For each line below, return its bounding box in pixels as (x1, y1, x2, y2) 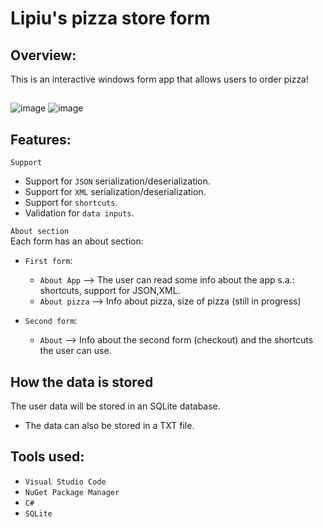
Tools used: (10, 448, 85, 466)
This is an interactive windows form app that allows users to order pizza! (10, 73, 309, 85)
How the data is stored (10, 373, 154, 391)
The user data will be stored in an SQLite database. (10, 400, 221, 412)
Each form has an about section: (10, 235, 144, 247)
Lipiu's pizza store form (10, 7, 211, 30)
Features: (10, 131, 72, 148)
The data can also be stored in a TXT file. (24, 420, 195, 432)
